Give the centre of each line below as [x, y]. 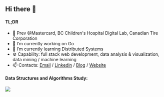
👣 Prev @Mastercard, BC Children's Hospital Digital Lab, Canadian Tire [85, 33]
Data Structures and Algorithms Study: [46, 78]
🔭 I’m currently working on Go [43, 43]
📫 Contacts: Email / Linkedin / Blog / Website [59, 65]
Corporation [25, 38]
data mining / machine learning [44, 59]
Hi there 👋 [21, 9]
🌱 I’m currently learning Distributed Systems [58, 49]
